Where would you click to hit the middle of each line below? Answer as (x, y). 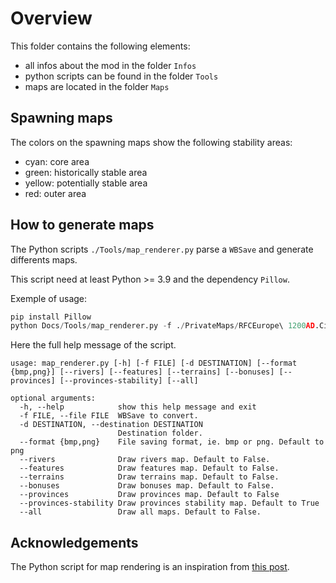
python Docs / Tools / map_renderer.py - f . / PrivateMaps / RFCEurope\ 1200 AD (162, 326)
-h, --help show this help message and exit (138, 407)
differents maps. (44, 259)
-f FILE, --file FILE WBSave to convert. (109, 416)
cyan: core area (57, 161)
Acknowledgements (74, 542)
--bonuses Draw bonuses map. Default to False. (147, 486)
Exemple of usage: (49, 298)
